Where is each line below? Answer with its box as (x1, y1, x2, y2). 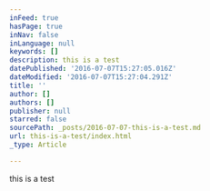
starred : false (9, 115, 67, 124)
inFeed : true (9, 13, 59, 23)
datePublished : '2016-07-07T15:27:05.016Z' (9, 65, 177, 74)
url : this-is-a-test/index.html (9, 132, 132, 141)
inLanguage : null (9, 38, 75, 48)
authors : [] (9, 97, 55, 107)
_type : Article (9, 140, 67, 149)
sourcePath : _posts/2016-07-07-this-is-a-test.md (9, 124, 202, 133)
